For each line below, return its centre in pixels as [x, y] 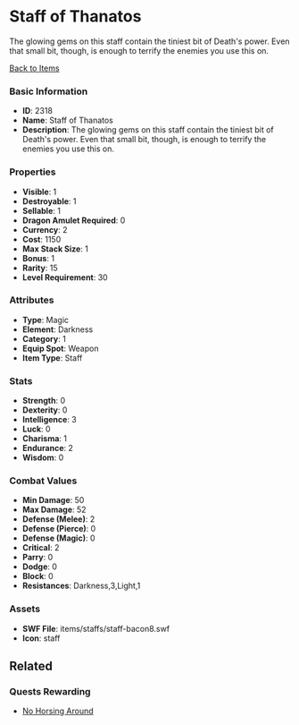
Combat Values [43, 481]
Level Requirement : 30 [65, 277]
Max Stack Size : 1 [55, 249]
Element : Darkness [58, 329]
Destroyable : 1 [49, 201]
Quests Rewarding [50, 692]
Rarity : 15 [40, 268]
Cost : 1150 [42, 239]
